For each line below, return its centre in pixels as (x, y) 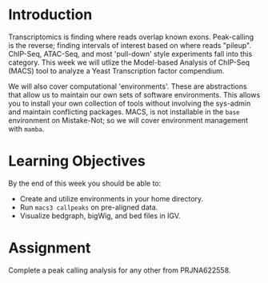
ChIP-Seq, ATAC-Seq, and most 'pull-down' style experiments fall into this (130, 54)
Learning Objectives (77, 161)
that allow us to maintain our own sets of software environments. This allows (134, 94)
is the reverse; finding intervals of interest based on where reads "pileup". (130, 45)
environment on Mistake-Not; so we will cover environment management (128, 120)
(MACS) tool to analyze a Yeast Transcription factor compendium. (116, 70)
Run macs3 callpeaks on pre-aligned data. (89, 207)
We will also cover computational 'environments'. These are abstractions (128, 86)
